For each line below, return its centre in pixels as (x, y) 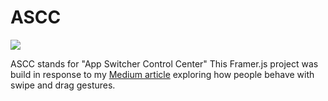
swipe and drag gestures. (63, 85)
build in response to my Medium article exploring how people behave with (162, 74)
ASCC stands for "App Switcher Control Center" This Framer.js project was (164, 63)
